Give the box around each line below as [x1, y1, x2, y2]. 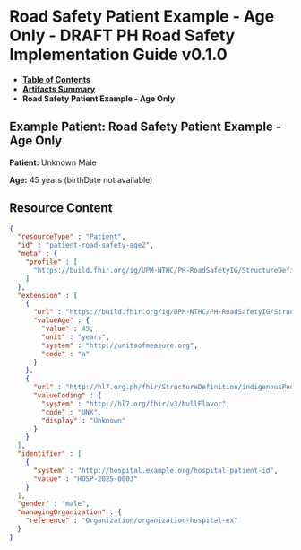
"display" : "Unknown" [41, 415, 126, 425]
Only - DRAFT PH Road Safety [9, 25, 236, 46]
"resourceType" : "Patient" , [17, 232, 126, 241]
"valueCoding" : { [32, 391, 102, 400]
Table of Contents [21, 74, 91, 84]
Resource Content [9, 200, 113, 216]
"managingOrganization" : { [17, 508, 123, 517]
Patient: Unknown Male [9, 157, 97, 168]
